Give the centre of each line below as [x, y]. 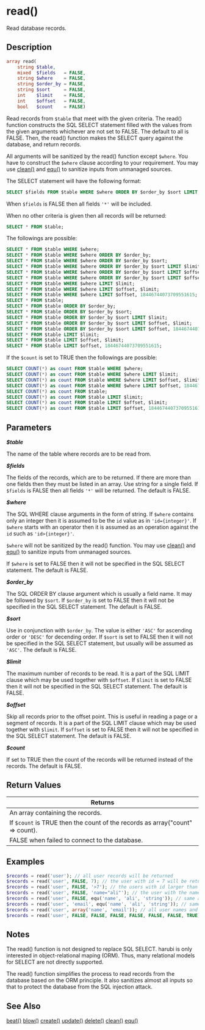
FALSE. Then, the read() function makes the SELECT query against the [95, 138]
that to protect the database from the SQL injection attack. [79, 987]
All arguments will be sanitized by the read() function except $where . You [97, 156]
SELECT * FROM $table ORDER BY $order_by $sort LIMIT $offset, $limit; [99, 323]
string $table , [37, 67]
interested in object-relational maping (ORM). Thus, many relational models [101, 956]
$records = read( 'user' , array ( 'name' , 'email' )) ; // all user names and [102, 910]
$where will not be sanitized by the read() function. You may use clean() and [101, 545]
